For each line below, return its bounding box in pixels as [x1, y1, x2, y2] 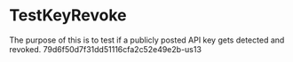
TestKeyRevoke [9, 5, 127, 26]
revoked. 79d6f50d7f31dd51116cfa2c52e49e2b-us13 [9, 43, 202, 54]
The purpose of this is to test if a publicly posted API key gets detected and [9, 35, 285, 45]
